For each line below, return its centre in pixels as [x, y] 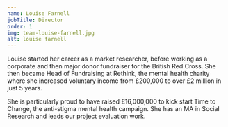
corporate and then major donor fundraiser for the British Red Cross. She [112, 66]
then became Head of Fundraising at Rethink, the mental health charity [108, 74]
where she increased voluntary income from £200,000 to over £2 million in [114, 81]
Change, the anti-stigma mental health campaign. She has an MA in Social [114, 109]
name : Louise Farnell [39, 13]
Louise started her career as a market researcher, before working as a [107, 59]
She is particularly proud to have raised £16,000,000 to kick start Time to [112, 101]
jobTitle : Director [35, 20]
